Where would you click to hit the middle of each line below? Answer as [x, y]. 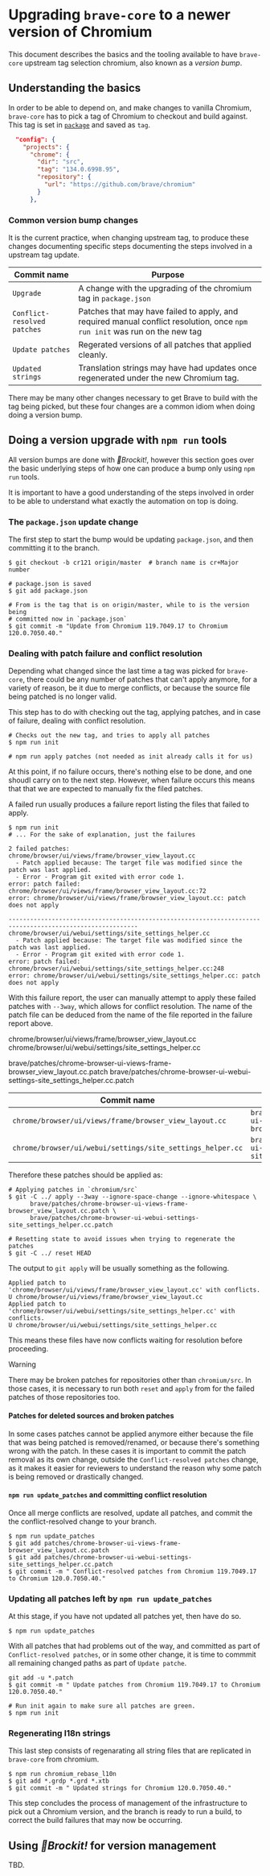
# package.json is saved [50, 584]
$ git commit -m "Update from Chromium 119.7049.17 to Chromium [118, 626]
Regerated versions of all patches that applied [165, 344]
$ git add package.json [48, 591]
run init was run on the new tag [140, 331]
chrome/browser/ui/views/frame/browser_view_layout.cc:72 [107, 891]
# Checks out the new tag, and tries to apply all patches [109, 736]
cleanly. [93, 355]
